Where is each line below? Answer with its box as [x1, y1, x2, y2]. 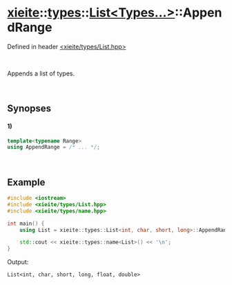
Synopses [7, 102, 52, 115]
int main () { [7, 220, 45, 227]
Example [7, 176, 46, 188]
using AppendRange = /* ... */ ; [7, 144, 100, 151]
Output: [7, 258, 29, 266]
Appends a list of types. [7, 69, 75, 77]
